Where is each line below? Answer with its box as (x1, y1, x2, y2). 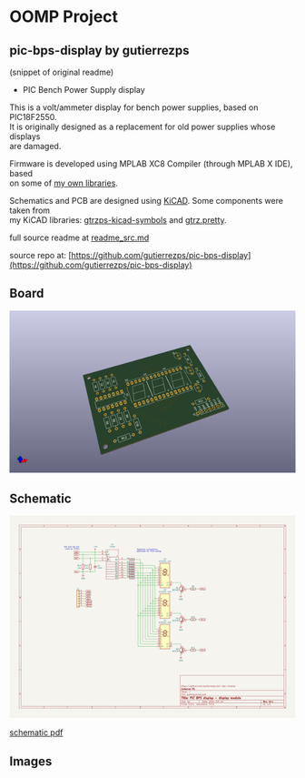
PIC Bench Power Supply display (22, 85, 145, 95)
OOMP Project (9, 6, 119, 27)
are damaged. (9, 141, 62, 151)
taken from (9, 205, 51, 216)
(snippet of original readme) (9, 66, 114, 77)
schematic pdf (9, 727, 64, 738)
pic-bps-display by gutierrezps (9, 43, 190, 58)
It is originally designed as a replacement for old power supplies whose (9, 121, 276, 132)
